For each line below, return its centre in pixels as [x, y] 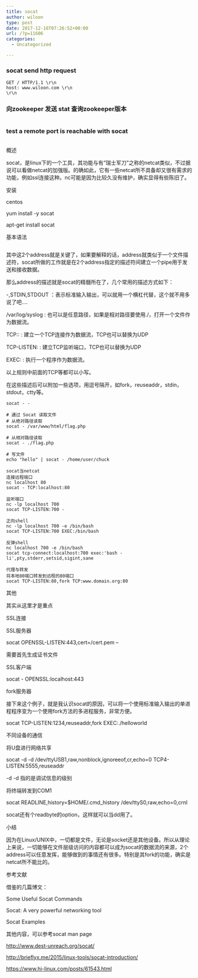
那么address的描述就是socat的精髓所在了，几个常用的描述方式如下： [90, 282]
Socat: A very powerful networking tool [54, 910]
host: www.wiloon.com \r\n [39, 88]
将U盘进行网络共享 [29, 747]
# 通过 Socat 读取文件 [31, 414]
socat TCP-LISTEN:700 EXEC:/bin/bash [53, 531]
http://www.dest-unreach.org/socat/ [50, 945]
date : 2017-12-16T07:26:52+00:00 [47, 28]
